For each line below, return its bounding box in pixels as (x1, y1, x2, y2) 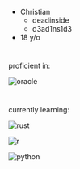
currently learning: (8, 105, 70, 115)
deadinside (32, 15, 70, 25)
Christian (19, 7, 51, 16)
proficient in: (8, 61, 51, 71)
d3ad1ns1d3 (32, 24, 73, 33)
